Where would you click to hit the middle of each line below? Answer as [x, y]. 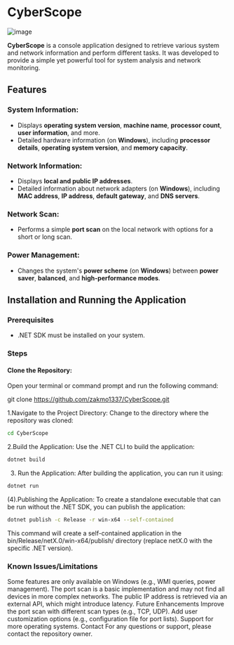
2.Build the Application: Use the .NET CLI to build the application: [101, 447]
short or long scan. [44, 237]
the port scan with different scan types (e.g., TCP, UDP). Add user [103, 611]
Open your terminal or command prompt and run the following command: [113, 386]
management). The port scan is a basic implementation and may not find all [116, 589]
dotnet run [23, 486]
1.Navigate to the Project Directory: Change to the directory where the [108, 413]
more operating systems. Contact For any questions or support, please [109, 627]
